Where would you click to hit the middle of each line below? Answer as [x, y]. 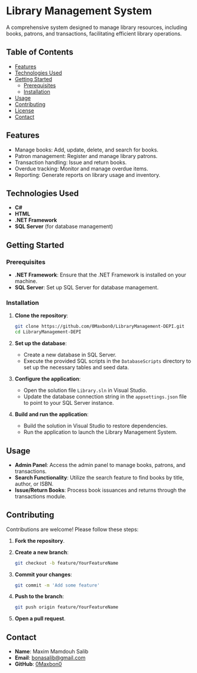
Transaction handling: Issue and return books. [71, 162]
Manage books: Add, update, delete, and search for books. [86, 150]
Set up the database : [41, 343]
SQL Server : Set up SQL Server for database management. [86, 288]
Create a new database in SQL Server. [70, 355]
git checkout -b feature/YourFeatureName [67, 563]
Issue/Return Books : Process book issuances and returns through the [100, 490]
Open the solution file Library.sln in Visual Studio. [85, 390]
